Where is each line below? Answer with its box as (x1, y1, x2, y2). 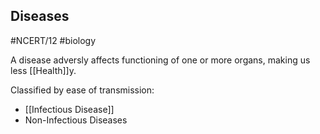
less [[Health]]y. (10, 64, 77, 76)
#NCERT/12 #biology (10, 34, 97, 46)
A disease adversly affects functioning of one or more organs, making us (10, 54, 311, 66)
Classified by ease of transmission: (10, 84, 155, 96)
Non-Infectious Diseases (24, 114, 128, 126)
